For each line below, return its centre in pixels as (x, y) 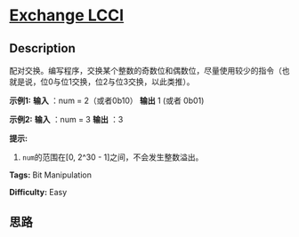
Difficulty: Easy (38, 192)
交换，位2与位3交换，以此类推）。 (133, 82)
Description (42, 48)
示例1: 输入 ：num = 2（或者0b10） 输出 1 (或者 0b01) (107, 100)
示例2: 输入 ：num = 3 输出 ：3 (66, 119)
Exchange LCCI (67, 16)
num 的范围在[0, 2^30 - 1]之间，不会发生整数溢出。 (113, 157)
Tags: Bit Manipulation (50, 175)
